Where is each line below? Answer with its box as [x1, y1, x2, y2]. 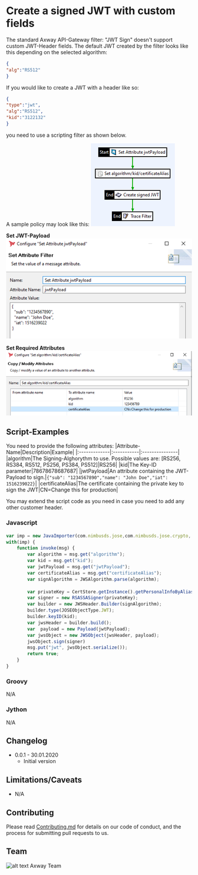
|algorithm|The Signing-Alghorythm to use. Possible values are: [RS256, [6, 455, 181, 462]
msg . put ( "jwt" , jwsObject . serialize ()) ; [27, 645, 128, 651]
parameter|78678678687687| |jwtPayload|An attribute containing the [6, 467, 174, 475]
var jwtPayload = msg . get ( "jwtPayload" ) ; [27, 564, 131, 570]
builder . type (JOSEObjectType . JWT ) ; [27, 607, 115, 613]
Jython [6, 705, 28, 714]
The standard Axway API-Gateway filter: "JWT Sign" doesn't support [6, 36, 173, 43]
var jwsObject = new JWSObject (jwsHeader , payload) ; [27, 632, 160, 638]
